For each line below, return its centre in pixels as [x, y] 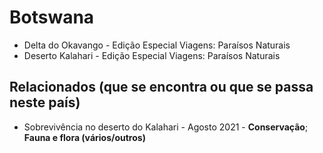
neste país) [45, 102]
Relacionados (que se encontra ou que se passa [161, 87]
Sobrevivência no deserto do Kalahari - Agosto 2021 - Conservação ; [166, 127]
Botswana [52, 17]
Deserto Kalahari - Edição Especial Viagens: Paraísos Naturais [152, 55]
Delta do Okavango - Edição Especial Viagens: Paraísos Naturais [157, 45]
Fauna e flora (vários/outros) [84, 137]
